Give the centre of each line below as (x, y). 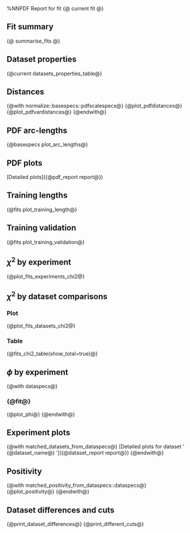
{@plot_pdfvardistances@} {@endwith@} (57, 112)
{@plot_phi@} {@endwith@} (41, 414)
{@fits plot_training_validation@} (46, 242)
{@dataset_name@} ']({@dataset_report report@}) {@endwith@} (85, 453)
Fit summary (30, 27)
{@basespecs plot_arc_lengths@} (47, 145)
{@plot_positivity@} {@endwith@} (48, 491)
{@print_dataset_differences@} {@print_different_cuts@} (75, 524)
